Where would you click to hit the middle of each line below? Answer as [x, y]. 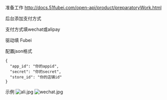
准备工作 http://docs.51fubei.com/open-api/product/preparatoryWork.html [83, 7]
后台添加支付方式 [23, 18]
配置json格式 [19, 51]
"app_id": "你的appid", [34, 66]
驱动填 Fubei [19, 40]
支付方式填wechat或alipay [33, 29]
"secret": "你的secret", [36, 72]
